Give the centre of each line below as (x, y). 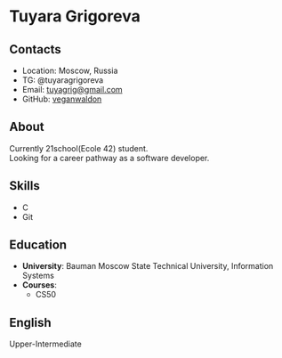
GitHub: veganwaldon (62, 99)
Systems (38, 276)
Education (38, 245)
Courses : (40, 285)
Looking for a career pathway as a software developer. (109, 158)
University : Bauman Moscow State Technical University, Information (148, 266)
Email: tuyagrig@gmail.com (72, 89)
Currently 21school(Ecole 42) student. (79, 148)
